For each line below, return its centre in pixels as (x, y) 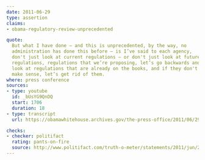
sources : (17, 85)
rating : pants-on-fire (41, 142)
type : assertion (27, 18)
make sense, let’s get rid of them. (58, 74)
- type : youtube (27, 91)
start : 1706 (27, 103)
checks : (16, 131)
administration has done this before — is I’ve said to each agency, (102, 52)
